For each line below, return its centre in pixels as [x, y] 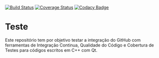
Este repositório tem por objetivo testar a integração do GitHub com [73, 40]
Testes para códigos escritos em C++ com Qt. [51, 50]
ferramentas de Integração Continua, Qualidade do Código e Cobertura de [79, 45]
